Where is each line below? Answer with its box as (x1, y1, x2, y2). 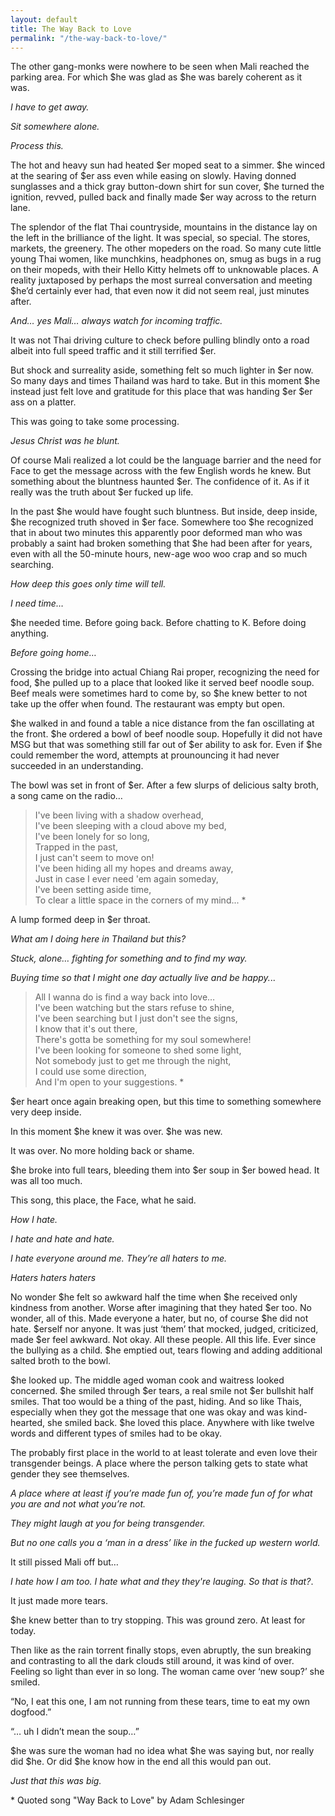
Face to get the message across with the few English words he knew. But (10, 465, 312, 477)
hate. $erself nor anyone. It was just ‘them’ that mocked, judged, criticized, (10, 1323, 319, 1335)
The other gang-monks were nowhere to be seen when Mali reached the (10, 61, 310, 73)
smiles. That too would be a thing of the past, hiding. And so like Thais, (10, 1396, 302, 1408)
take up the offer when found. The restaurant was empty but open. (10, 698, 286, 710)
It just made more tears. (10, 1595, 108, 1607)
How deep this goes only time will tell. (10, 578, 167, 590)
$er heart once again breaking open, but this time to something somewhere (10, 1096, 322, 1108)
